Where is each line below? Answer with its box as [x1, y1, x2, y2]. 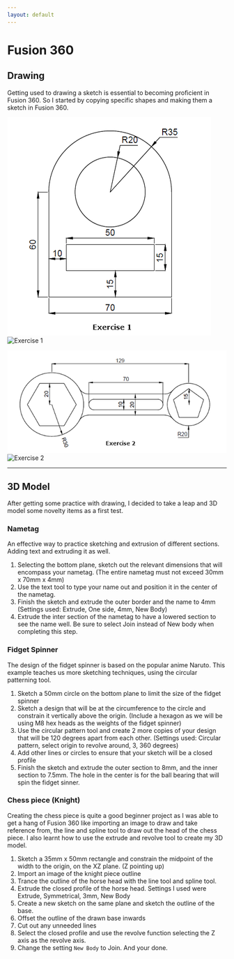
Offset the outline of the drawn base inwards [17, 914, 146, 922]
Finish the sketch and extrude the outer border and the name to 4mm [17, 597, 216, 607]
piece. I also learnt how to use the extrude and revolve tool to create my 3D [7, 833, 224, 842]
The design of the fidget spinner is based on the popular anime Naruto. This [7, 660, 225, 669]
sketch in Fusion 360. [7, 103, 69, 112]
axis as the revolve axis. [17, 936, 86, 944]
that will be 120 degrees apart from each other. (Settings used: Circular [17, 734, 221, 742]
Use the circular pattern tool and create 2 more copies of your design [17, 726, 217, 734]
